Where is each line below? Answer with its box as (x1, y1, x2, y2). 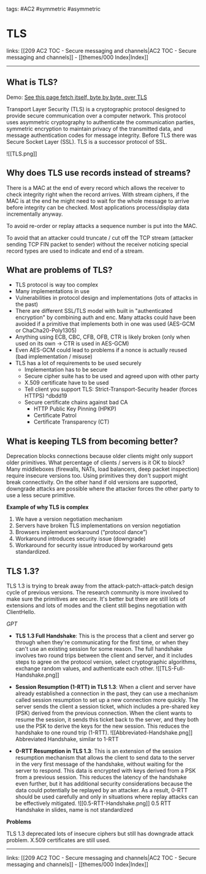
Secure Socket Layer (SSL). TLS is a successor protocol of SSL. (6, 138, 167, 145)
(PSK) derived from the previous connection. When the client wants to (15, 709, 193, 717)
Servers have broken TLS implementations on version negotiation (15, 522, 181, 529)
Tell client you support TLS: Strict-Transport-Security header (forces (24, 385, 197, 393)
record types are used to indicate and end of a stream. (6, 247, 144, 254)
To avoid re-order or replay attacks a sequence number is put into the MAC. (6, 222, 198, 229)
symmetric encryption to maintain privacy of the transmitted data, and (6, 125, 183, 132)
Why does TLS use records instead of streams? (6, 168, 191, 178)
